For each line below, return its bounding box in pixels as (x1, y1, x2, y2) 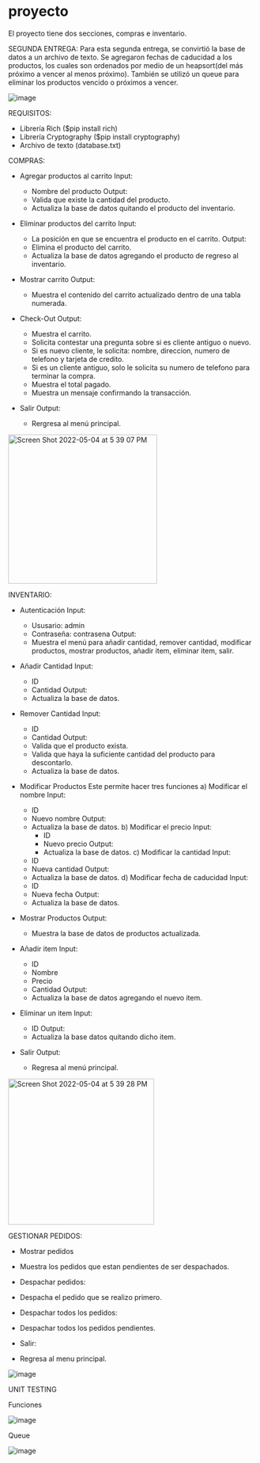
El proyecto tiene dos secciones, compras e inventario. (8, 29, 187, 38)
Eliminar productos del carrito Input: (19, 219, 137, 228)
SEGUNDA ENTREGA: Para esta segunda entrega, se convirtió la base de (8, 44, 246, 53)
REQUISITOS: (8, 108, 52, 117)
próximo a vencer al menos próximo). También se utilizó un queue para (8, 69, 239, 78)
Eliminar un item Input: (19, 1008, 93, 1018)
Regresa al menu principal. (19, 1354, 107, 1363)
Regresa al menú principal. (31, 1062, 119, 1072)
